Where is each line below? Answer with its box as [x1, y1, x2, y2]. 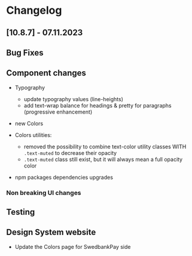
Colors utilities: [14, 131, 52, 138]
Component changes [6, 68, 87, 78]
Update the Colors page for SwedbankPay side [14, 243, 131, 250]
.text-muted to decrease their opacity [23, 149, 117, 156]
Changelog [6, 4, 62, 17]
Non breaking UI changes [6, 188, 82, 197]
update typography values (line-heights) [23, 95, 124, 102]
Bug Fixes [6, 47, 44, 57]
